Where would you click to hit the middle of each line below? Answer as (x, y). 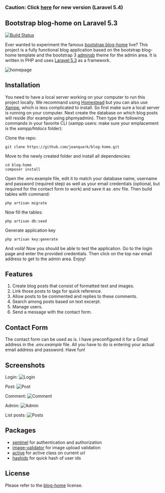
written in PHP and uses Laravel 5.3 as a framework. (58, 60)
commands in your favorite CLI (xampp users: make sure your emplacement (82, 123)
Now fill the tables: (24, 212)
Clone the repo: (21, 138)
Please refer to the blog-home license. (44, 485)
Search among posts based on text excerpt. (56, 301)
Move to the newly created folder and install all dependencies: (68, 156)
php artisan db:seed (26, 221)
